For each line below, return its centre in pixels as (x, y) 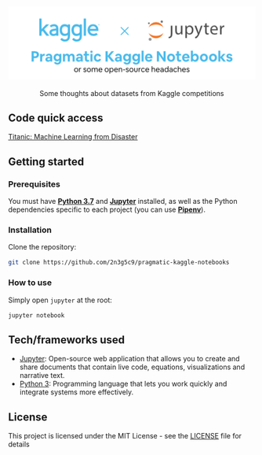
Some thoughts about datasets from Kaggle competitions (132, 93)
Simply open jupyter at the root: (60, 300)
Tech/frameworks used (67, 340)
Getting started (46, 162)
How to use (30, 283)
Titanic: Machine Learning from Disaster (73, 137)
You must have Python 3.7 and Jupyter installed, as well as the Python (123, 202)
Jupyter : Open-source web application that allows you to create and (130, 359)
